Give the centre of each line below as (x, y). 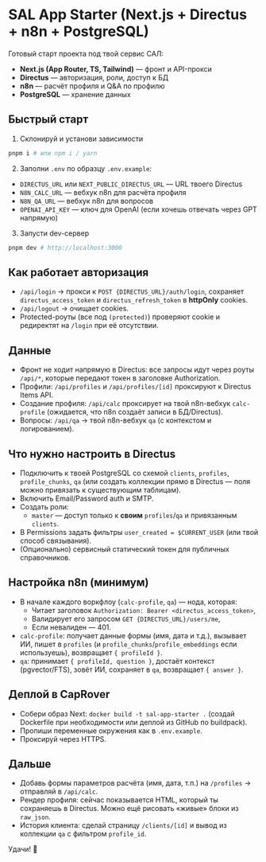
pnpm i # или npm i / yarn (53, 153)
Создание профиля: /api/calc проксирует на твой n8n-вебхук (125, 404)
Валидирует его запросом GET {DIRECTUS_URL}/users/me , (126, 618)
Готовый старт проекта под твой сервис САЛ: (86, 53)
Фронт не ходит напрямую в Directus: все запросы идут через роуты (137, 370)
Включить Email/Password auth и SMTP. (87, 498)
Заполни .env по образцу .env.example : (86, 168)
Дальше (30, 764)
